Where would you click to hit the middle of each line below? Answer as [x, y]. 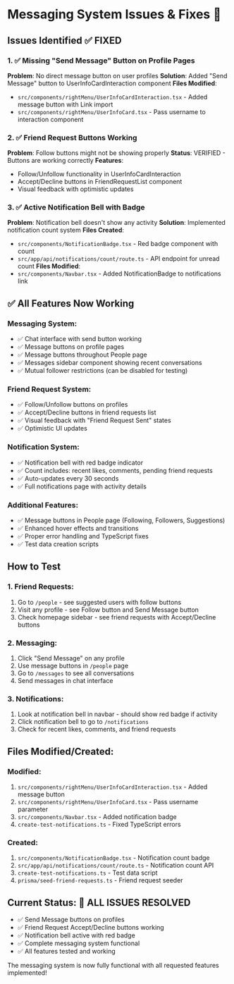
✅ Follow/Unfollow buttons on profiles [73, 405]
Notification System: [43, 447]
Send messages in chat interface [65, 681]
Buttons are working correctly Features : [66, 161]
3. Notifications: [36, 699]
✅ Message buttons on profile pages [71, 347]
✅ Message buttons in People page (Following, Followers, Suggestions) [121, 520]
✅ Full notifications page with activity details [82, 486]
